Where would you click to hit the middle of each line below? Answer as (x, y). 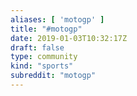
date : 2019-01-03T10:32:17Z (69, 38)
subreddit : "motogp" (53, 76)
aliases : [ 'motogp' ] (57, 19)
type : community (44, 57)
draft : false (37, 47)
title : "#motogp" (46, 29)
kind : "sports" (42, 66)
